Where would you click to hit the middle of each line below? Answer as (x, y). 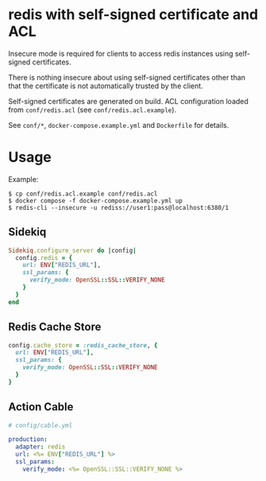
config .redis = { (44, 258)
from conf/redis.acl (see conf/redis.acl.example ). (93, 110)
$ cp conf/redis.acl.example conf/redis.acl (83, 194)
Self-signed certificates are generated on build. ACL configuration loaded (128, 101)
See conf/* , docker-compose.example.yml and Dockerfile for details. (119, 125)
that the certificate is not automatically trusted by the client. (106, 86)
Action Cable (41, 407)
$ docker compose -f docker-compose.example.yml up (95, 200)
